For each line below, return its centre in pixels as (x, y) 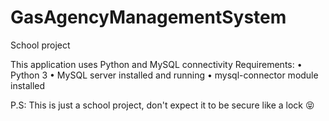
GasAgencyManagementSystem (148, 17)
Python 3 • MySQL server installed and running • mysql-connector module (164, 75)
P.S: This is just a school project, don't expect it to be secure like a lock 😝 (162, 105)
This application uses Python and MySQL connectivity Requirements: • (156, 64)
